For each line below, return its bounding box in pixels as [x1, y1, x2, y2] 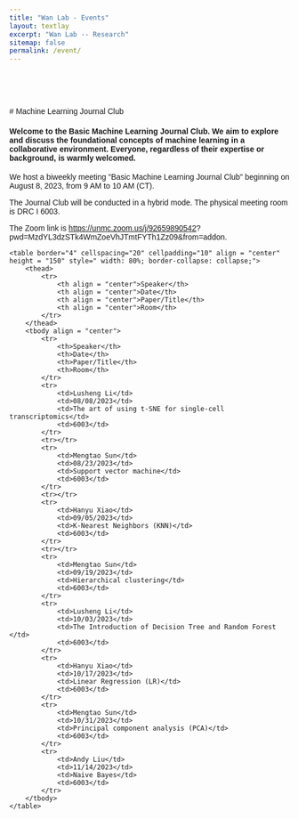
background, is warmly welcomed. [9, 152, 136, 163]
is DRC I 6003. [9, 207, 60, 217]
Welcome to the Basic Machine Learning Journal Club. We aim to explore [9, 126, 279, 136]
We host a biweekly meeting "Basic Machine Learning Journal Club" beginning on [9, 172, 290, 182]
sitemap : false [9, 38, 66, 47]
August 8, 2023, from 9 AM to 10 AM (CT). [9, 181, 155, 191]
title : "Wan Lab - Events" [9, 13, 109, 22]
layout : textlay [9, 21, 69, 30]
